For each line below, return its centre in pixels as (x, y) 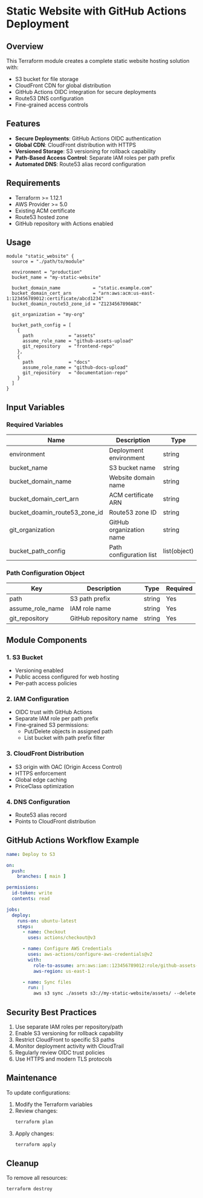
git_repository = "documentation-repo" (75, 373)
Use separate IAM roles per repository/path (69, 1027)
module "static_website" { (40, 256)
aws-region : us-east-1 (62, 971)
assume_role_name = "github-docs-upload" (75, 367)
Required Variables (35, 424)
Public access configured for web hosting (67, 677)
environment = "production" (47, 272)
